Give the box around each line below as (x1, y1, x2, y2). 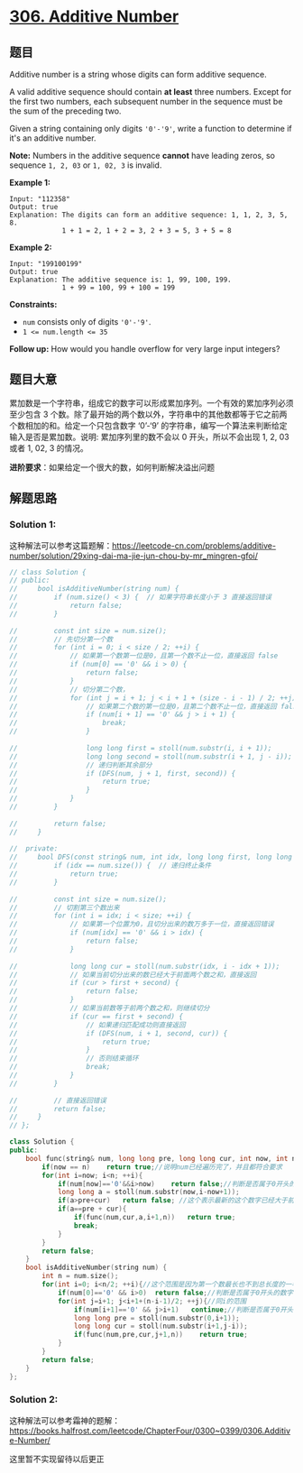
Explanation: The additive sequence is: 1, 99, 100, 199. (9, 275, 232, 284)
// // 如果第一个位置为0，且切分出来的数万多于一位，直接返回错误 (9, 920, 274, 929)
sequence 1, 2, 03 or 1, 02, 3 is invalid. (9, 160, 162, 170)
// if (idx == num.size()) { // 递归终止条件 (9, 861, 212, 870)
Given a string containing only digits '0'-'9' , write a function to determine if (9, 124, 293, 133)
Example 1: (9, 178, 51, 188)
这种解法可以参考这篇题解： (9, 539, 113, 551)
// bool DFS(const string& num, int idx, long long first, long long (9, 852, 293, 862)
